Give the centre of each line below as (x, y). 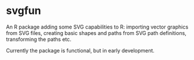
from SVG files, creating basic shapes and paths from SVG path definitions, (96, 33)
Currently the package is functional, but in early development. (80, 50)
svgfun (24, 11)
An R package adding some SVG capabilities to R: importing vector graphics (97, 27)
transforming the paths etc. (39, 39)
